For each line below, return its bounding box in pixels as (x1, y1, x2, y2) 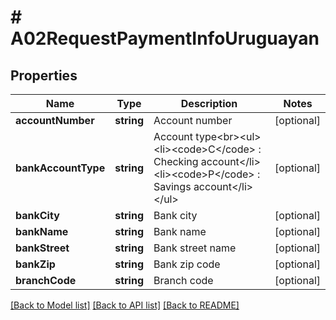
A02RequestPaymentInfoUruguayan (10, 27, 320, 50)
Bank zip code (153, 257, 221, 271)
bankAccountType (15, 161, 106, 175)
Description (180, 97, 238, 110)
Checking (153, 155, 199, 168)
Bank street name (153, 241, 237, 255)
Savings (153, 180, 192, 193)
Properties (10, 67, 78, 84)
